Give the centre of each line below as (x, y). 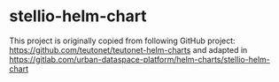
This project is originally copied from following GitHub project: (123, 41)
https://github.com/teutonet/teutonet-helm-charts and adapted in (128, 49)
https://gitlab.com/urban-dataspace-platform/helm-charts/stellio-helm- (139, 59)
